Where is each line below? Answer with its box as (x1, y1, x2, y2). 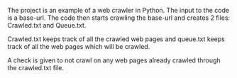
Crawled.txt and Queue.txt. (7, 21, 87, 29)
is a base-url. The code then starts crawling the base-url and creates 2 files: (7, 13, 231, 22)
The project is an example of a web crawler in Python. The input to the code (7, 6, 229, 14)
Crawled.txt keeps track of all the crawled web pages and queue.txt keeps (7, 35, 225, 43)
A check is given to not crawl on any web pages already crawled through (7, 56, 221, 65)
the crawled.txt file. (7, 64, 64, 72)
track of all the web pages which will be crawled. (7, 43, 150, 50)
